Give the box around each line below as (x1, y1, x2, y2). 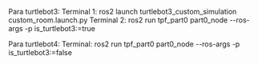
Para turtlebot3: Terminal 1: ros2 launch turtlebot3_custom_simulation (8, 7, 237, 16)
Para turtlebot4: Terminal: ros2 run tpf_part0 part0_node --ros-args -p (8, 39, 240, 49)
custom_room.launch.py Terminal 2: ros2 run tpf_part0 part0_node (8, 15, 228, 25)
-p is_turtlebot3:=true (24, 24, 96, 33)
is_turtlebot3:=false (8, 48, 72, 57)
